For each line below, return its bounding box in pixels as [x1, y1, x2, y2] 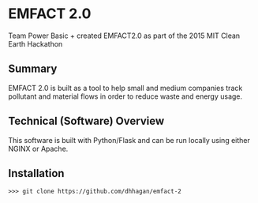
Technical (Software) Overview [8, 115, 164, 128]
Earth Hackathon [8, 39, 63, 48]
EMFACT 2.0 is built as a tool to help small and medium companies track [8, 83, 243, 92]
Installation [8, 167, 65, 180]
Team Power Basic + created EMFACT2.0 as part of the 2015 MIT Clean [8, 31, 241, 40]
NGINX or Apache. [8, 144, 69, 153]
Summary [8, 62, 58, 76]
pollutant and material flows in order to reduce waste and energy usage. [8, 92, 243, 101]
